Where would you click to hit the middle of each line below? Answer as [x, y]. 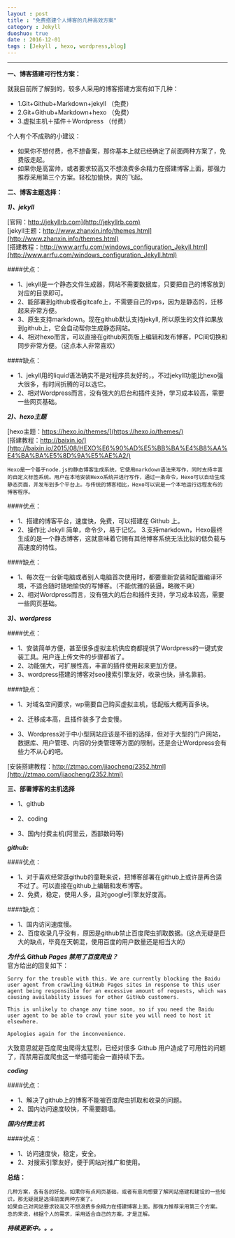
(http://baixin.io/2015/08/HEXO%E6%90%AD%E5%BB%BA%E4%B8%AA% [117, 448]
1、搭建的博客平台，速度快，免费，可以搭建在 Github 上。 [100, 521]
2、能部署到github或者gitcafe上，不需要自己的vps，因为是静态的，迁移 [120, 302]
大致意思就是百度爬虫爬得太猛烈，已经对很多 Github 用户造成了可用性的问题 [116, 1048]
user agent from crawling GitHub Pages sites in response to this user [114, 985]
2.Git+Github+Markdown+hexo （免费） [75, 112]
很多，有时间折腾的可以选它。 [66, 384]
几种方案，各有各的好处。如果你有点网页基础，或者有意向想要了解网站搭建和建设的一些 [114, 1192]
